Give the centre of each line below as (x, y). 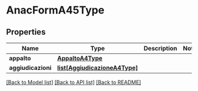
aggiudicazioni (30, 68)
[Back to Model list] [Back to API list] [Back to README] (74, 82)
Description (160, 48)
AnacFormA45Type (55, 10)
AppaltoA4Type (80, 58)
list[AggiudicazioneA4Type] (98, 68)
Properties (26, 32)
